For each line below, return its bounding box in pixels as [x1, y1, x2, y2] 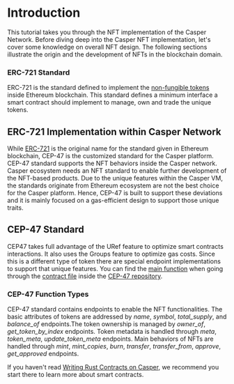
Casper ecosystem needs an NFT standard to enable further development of [7, 167, 227, 175]
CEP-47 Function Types [7, 289, 89, 299]
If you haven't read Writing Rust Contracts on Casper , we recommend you [7, 363, 219, 371]
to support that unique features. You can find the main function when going [7, 264, 224, 272]
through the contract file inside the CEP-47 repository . [7, 272, 163, 280]
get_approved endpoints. [7, 350, 79, 358]
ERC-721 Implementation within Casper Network [7, 125, 221, 137]
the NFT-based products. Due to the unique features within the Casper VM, [7, 174, 223, 183]
